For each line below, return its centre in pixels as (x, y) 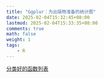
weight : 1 (19, 40)
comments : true (25, 28)
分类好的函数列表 (27, 68)
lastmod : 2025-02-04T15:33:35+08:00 (52, 23)
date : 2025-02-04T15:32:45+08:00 (48, 17)
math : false (21, 34)
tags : (13, 46)
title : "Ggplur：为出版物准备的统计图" (51, 12)
